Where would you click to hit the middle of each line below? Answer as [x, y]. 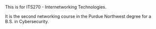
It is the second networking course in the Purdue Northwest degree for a [78, 16]
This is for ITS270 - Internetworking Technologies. [56, 7]
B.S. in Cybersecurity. [27, 22]
